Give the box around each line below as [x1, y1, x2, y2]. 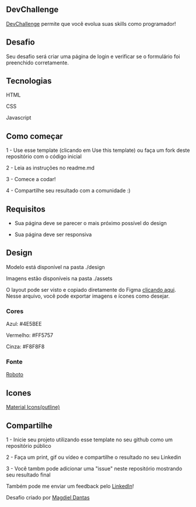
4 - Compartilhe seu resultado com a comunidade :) [6, 187, 131, 194]
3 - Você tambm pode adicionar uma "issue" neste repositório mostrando [6, 465, 183, 472]
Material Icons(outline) [6, 404, 60, 411]
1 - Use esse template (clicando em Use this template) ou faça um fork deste [6, 147, 190, 154]
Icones [6, 388, 32, 398]
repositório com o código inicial [6, 153, 82, 160]
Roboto [6, 371, 24, 378]
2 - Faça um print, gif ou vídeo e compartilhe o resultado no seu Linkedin [6, 454, 181, 461]
